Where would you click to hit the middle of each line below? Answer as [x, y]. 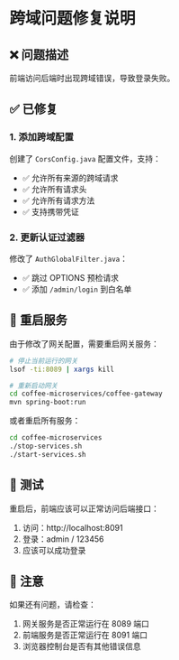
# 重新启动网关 [34, 386]
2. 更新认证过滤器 [47, 237]
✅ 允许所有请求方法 [58, 200]
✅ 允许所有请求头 [54, 189]
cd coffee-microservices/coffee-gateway [86, 394]
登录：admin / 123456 [63, 539]
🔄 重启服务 [38, 320]
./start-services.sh [48, 454]
